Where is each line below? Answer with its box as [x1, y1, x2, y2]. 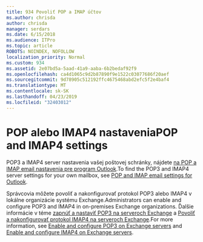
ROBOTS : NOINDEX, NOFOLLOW [6, 49, 75, 55]
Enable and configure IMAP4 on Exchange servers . [6, 229, 134, 236]
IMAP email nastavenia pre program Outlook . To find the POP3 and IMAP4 [6, 165, 190, 172]
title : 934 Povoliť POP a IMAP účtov [6, 9, 102, 15]
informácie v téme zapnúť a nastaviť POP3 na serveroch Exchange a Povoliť [6, 209, 196, 216]
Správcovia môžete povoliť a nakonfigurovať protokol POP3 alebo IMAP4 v [6, 190, 192, 197]
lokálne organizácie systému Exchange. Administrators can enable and [6, 196, 182, 204]
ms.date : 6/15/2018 [6, 32, 56, 38]
